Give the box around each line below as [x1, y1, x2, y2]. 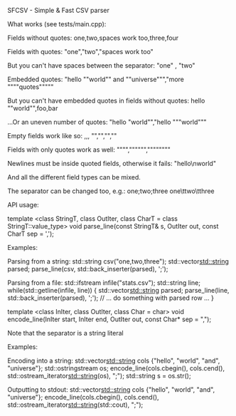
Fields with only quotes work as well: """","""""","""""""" [7, 145, 171, 154]
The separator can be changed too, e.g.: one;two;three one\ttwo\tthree [7, 187, 215, 195]
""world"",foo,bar [7, 104, 58, 113]
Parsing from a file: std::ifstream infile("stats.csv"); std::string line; [7, 279, 201, 287]
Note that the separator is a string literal [7, 329, 124, 337]
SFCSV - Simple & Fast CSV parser [7, 6, 110, 14]
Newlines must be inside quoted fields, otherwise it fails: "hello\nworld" [7, 160, 217, 167]
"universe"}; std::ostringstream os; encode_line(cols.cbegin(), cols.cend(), [7, 364, 225, 373]
